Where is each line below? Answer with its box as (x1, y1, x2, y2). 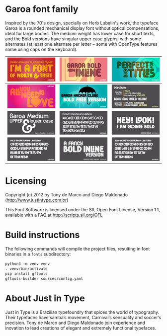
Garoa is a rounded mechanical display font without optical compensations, (5, 25, 160, 31)
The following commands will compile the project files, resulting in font (5, 246, 150, 252)
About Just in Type (5, 293, 85, 304)
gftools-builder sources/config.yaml (5, 276, 83, 281)
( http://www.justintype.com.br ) (5, 197, 69, 203)
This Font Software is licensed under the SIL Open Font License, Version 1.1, (5, 206, 161, 212)
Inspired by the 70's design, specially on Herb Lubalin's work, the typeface (5, 20, 159, 26)
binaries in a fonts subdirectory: (5, 251, 71, 257)
